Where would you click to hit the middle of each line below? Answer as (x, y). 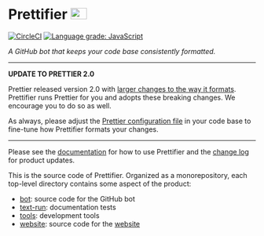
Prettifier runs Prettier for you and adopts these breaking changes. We (122, 97)
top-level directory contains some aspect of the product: (100, 183)
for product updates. (42, 160)
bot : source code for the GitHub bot (77, 198)
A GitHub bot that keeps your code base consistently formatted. (112, 51)
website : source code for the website (80, 223)
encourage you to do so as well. (60, 105)
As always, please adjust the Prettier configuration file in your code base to (130, 121)
